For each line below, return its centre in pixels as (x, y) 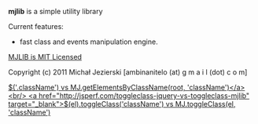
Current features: (36, 26)
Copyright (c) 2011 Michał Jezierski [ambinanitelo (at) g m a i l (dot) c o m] (128, 72)
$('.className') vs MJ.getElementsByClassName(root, (97, 87)
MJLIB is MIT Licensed (45, 57)
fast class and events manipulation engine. (89, 42)
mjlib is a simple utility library (56, 11)
